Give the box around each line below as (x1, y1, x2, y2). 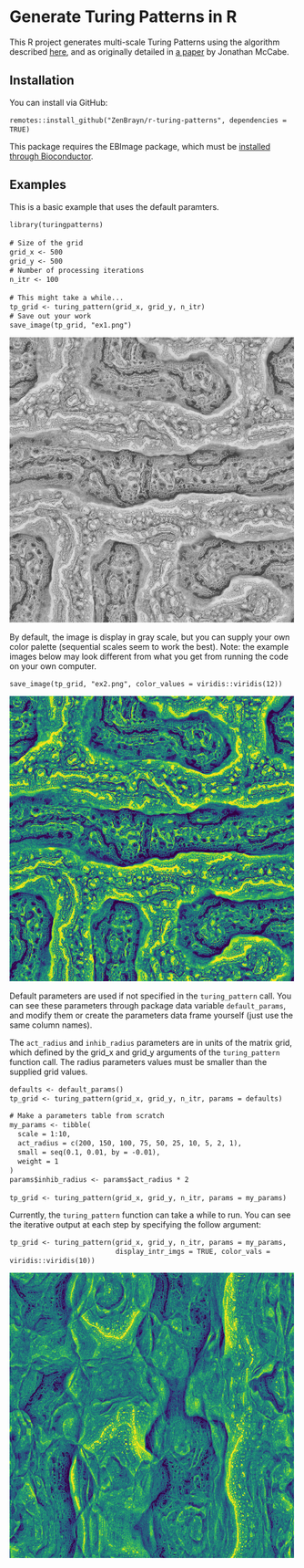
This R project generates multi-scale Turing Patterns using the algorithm (9, 37, 280, 47)
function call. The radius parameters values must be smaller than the (9, 1056, 268, 1067)
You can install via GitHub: (9, 97, 108, 108)
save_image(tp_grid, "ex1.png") (9, 320, 132, 329)
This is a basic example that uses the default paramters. (9, 201, 220, 212)
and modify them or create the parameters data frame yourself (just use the (9, 1009, 294, 1020)
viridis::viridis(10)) (9, 1256, 96, 1265)
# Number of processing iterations (9, 266, 145, 275)
